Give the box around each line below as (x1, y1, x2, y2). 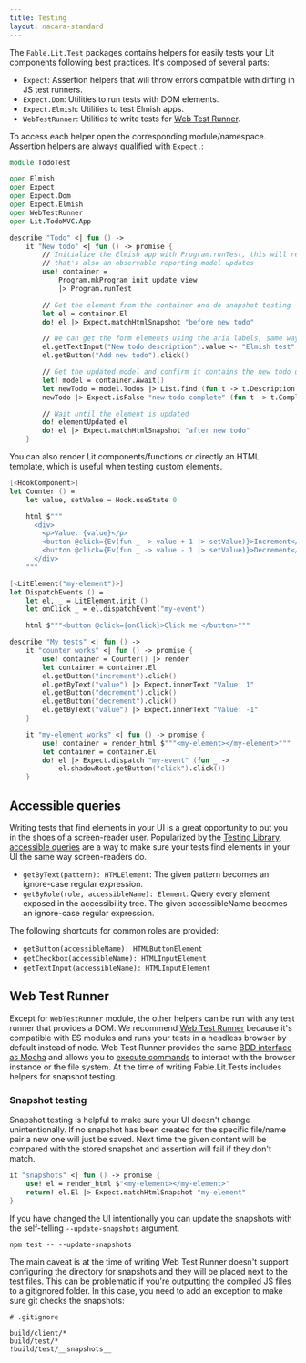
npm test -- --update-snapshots (9, 1240, 132, 1249)
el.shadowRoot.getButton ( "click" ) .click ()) (57, 764, 226, 773)
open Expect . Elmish (9, 200, 84, 209)
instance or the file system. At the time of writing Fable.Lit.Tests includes (9, 1061, 282, 1072)
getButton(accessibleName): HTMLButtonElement (22, 945, 203, 954)
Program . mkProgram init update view (57, 275, 198, 284)
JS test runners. (22, 84, 84, 95)
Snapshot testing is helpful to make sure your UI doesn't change (9, 1114, 250, 1126)
